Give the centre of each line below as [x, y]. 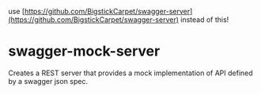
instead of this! [205, 20]
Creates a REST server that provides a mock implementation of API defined [130, 73]
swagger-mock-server [84, 51]
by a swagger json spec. [48, 81]
